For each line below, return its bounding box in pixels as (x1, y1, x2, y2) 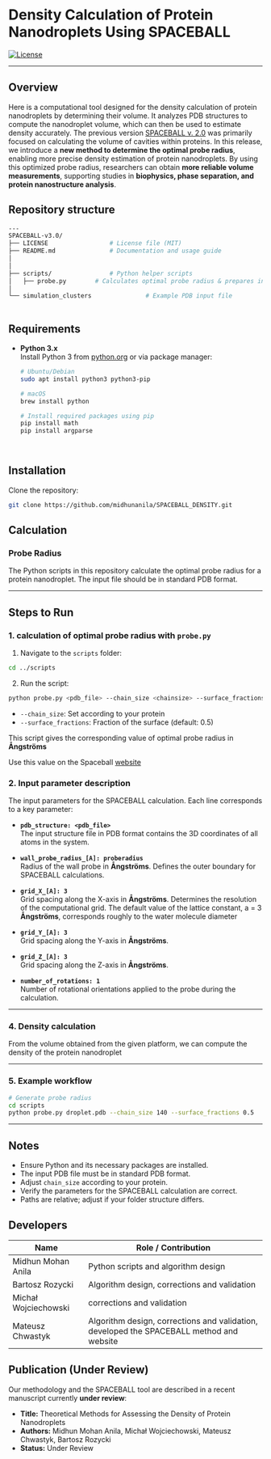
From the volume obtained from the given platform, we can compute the (8, 1039, 248, 1049)
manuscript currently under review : (8, 1393, 127, 1402)
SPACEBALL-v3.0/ (8, 232, 63, 240)
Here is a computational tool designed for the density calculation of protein (8, 102, 257, 112)
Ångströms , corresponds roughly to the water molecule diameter (19, 911, 238, 921)
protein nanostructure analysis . (8, 180, 117, 189)
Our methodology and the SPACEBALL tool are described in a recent (8, 1385, 236, 1394)
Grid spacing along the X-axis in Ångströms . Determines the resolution (19, 894, 256, 904)
